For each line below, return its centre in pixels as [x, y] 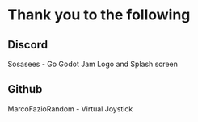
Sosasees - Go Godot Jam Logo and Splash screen [93, 64]
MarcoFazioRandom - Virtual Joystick [70, 109]
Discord [28, 45]
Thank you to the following [99, 15]
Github [25, 89]
